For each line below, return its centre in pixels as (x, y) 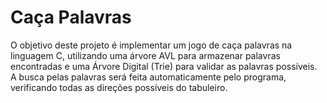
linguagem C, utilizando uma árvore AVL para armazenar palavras (145, 55)
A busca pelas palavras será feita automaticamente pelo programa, (148, 77)
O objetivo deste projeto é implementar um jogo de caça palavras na (151, 45)
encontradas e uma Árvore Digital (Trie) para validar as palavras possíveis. (164, 66)
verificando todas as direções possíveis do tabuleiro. (119, 87)
